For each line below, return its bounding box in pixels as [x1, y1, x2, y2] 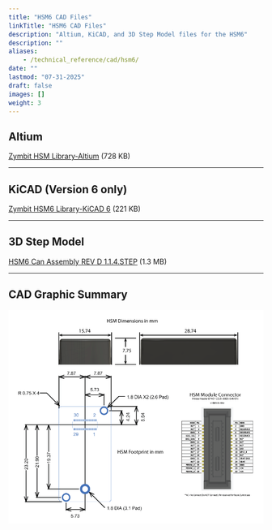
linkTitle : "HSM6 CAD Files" [8, 21, 107, 30]
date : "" [8, 65, 38, 73]
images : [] [8, 90, 45, 98]
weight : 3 [8, 98, 42, 107]
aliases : [8, 47, 38, 56]
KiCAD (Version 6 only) [8, 183, 128, 196]
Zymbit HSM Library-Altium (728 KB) [8, 151, 131, 162]
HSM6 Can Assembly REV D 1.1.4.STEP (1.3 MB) [8, 256, 168, 266]
